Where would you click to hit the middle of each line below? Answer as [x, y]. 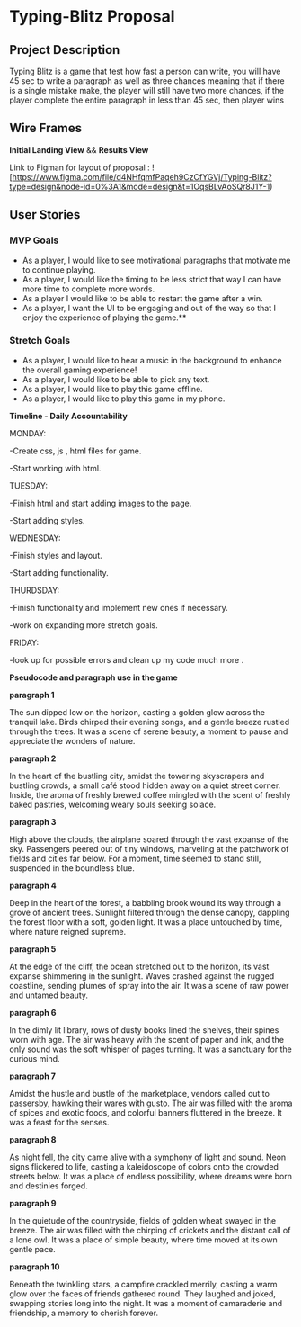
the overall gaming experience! [80, 370]
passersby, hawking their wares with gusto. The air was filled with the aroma [151, 1103]
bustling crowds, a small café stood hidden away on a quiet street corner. [145, 785]
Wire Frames [46, 128]
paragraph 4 [33, 885]
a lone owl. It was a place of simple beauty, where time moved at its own [143, 1240]
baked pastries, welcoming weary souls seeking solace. [113, 804]
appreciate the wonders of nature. [72, 740]
